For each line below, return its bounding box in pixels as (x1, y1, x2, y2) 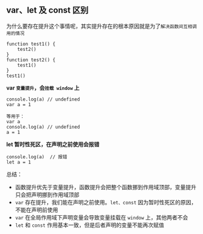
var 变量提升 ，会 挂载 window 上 (6, 84, 80, 92)
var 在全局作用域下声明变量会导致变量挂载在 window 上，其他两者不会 (15, 213, 188, 221)
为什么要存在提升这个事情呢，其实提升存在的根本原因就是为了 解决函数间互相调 (6, 22, 198, 30)
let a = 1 (6, 159, 32, 165)
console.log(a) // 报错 (6, 153, 67, 160)
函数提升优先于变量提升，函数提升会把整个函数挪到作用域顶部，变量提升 (15, 183, 196, 190)
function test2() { (6, 56, 56, 63)
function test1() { (6, 41, 56, 47)
